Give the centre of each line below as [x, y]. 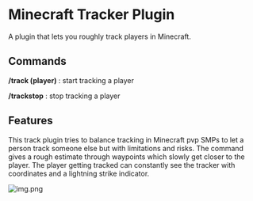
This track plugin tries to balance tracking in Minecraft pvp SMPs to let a [126, 139]
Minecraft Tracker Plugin [92, 15]
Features [31, 121]
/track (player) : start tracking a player [71, 80]
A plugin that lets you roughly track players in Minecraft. [100, 36]
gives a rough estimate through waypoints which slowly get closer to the [126, 157]
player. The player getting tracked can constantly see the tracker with [122, 165]
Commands [38, 61]
